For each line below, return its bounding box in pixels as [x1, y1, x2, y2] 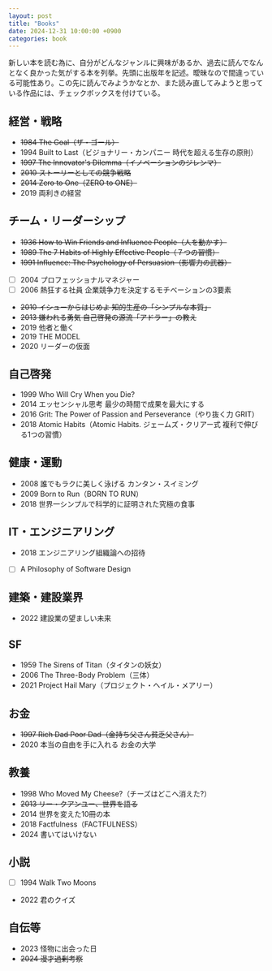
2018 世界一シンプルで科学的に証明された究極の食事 [19, 498, 196, 508]
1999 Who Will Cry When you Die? [19, 389, 136, 399]
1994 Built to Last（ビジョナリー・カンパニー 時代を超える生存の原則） [19, 148, 258, 158]
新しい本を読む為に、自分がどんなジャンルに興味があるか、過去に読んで [8, 58, 249, 67]
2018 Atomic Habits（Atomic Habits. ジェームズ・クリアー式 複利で [19, 419, 244, 429]
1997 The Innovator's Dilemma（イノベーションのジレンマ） [19, 158, 222, 167]
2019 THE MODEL [19, 332, 81, 341]
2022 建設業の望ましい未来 [19, 614, 112, 624]
